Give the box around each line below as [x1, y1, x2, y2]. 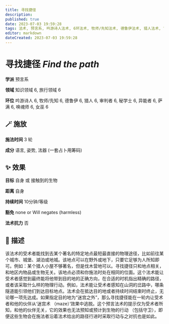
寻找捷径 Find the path [5, 59, 100, 70]
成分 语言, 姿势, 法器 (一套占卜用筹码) [5, 147, 82, 153]
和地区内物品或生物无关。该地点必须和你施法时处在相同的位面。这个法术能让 [5, 269, 164, 275]
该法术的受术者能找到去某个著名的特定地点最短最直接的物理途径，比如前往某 [5, 251, 164, 257]
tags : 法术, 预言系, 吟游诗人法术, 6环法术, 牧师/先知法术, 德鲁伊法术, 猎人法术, [5, 26, 161, 31]
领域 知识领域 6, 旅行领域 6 [5, 86, 61, 93]
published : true [5, 17, 39, 22]
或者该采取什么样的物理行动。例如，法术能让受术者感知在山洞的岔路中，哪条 [5, 282, 164, 288]
